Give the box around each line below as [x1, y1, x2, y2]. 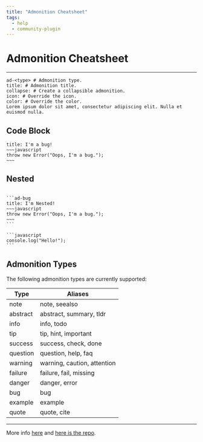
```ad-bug [6, 195, 31, 201]
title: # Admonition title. [6, 83, 77, 89]
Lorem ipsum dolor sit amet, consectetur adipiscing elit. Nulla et [6, 104, 182, 110]
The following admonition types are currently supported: [6, 275, 147, 282]
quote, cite [40, 408, 71, 416]
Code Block [6, 125, 51, 136]
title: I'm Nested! [6, 200, 56, 206]
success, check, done [40, 339, 102, 348]
